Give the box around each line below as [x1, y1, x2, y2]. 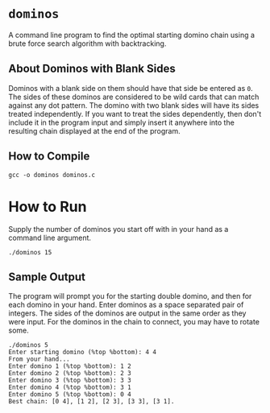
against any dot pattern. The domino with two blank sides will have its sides [8, 100, 260, 110]
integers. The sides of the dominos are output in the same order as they [8, 308, 247, 318]
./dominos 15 [8, 248, 52, 256]
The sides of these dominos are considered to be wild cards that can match [8, 92, 260, 101]
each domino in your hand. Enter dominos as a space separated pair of [8, 300, 244, 310]
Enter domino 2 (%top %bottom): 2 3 [8, 370, 131, 378]
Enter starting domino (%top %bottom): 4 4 [8, 349, 157, 357]
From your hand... [8, 355, 70, 364]
